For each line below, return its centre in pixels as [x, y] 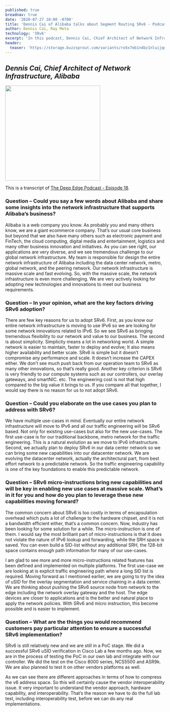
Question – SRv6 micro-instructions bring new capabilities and [84, 483]
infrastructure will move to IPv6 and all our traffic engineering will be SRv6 [83, 426]
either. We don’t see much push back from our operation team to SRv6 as [82, 363]
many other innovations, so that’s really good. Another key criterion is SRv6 [83, 369]
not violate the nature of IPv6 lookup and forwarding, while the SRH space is [85, 539]
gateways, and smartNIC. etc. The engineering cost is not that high [75, 380]
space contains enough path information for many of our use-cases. [76, 550]
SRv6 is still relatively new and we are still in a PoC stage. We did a [75, 646]
